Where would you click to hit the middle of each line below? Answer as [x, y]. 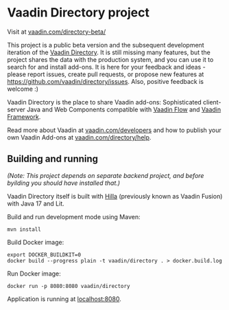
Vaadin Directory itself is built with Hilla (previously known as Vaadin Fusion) [115, 196]
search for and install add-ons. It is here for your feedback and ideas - [106, 67]
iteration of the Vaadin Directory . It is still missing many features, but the [109, 52]
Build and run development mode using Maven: [74, 217]
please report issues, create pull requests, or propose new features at [106, 74]
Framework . [24, 117]
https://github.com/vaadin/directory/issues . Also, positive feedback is [106, 81]
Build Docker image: [36, 242]
